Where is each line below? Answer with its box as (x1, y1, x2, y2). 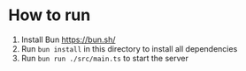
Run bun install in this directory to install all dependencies (20, 43, 238, 53)
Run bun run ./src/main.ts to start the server (20, 53, 189, 63)
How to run (8, 5, 91, 25)
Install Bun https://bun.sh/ (20, 34, 116, 45)
